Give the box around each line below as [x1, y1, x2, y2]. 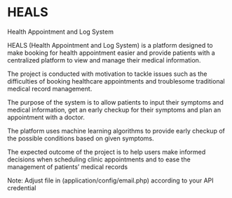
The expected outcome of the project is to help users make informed [7, 147, 206, 156]
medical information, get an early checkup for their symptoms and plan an [7, 105, 221, 114]
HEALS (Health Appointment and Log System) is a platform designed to [7, 41, 213, 49]
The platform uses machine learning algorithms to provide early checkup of [7, 126, 226, 135]
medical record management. [7, 84, 93, 93]
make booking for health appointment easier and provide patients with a [7, 48, 215, 57]
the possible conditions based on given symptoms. [7, 134, 154, 143]
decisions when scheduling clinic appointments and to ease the [7, 155, 191, 164]
